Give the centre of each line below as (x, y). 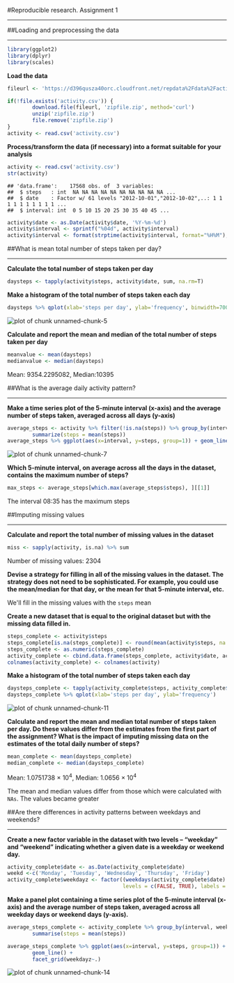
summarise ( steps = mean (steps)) (79, 934)
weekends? (24, 819)
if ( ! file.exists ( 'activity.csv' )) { (60, 101)
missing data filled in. (39, 624)
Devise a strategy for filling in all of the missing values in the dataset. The (116, 574)
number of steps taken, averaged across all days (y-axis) (91, 415)
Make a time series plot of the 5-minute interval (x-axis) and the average (114, 408)
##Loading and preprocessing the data (63, 30)
